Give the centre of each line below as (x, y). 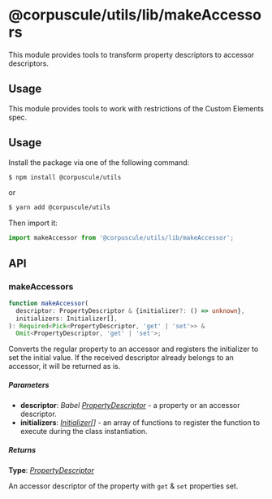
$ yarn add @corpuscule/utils (60, 208)
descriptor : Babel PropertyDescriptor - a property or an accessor (130, 406)
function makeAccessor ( (49, 303)
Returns (22, 449)
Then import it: (33, 223)
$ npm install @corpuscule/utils (65, 177)
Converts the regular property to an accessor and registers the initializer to (134, 349)
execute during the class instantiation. (84, 432)
